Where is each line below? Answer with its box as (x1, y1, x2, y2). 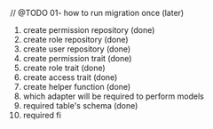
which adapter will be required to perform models (22, 91, 205, 101)
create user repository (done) (22, 44, 131, 54)
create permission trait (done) (22, 53, 132, 63)
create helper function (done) (22, 82, 131, 92)
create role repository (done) (22, 35, 129, 44)
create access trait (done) (22, 72, 118, 83)
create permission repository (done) (22, 25, 155, 35)
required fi (22, 110, 61, 120)
